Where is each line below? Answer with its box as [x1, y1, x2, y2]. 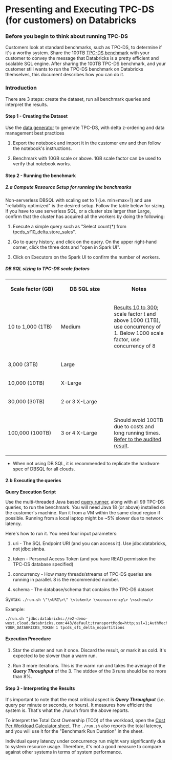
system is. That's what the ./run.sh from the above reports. [5, 707, 130, 713]
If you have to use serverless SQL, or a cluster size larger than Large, [5, 208, 151, 214]
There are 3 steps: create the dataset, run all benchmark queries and [5, 96, 150, 102]
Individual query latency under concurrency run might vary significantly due [5, 738, 165, 744]
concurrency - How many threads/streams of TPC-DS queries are [12, 571, 152, 577]
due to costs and [114, 423, 155, 430]
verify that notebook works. [12, 160, 72, 167]
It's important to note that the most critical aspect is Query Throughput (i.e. [5, 697, 165, 703]
